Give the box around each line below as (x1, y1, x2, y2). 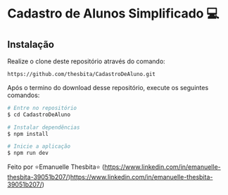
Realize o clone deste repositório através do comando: (7, 57, 165, 65)
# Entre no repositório (7, 104, 77, 111)
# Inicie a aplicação (7, 143, 71, 150)
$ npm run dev (7, 149, 49, 157)
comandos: (7, 91, 40, 99)
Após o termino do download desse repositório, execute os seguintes (7, 83, 209, 92)
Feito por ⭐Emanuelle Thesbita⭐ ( (7, 163, 105, 171)
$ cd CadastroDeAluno (7, 111, 71, 118)
